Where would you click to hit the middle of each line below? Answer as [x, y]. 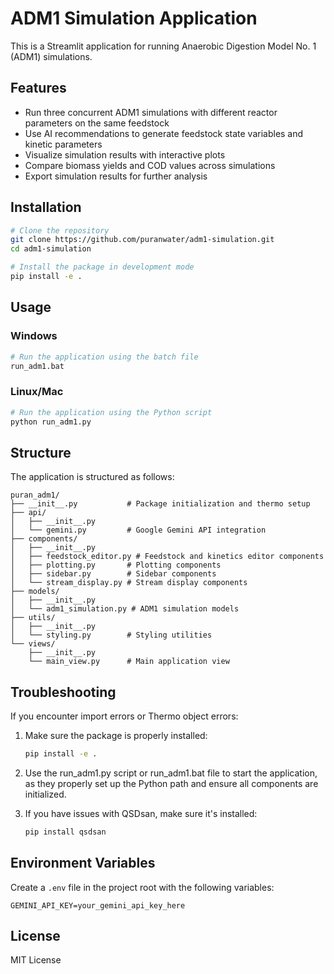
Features [38, 88]
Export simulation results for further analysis [116, 176]
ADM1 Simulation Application [134, 18]
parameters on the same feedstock [97, 123]
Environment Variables [83, 863]
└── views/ [33, 644]
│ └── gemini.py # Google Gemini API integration [138, 530]
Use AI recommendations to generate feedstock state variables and [164, 133]
